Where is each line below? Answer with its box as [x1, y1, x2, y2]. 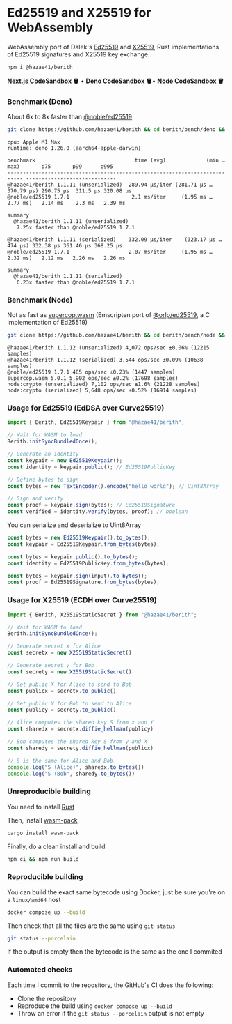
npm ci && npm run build [7, 855, 79, 862]
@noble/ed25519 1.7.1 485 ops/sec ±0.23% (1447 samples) [7, 369, 176, 376]
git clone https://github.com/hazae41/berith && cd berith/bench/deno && [7, 126, 226, 133]
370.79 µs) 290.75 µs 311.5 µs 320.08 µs [7, 187, 132, 194]
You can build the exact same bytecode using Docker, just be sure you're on [7, 887, 226, 896]
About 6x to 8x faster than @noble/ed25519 [7, 113, 133, 121]
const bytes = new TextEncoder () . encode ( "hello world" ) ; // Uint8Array [7, 482, 219, 489]
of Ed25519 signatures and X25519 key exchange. [7, 50, 150, 59]
